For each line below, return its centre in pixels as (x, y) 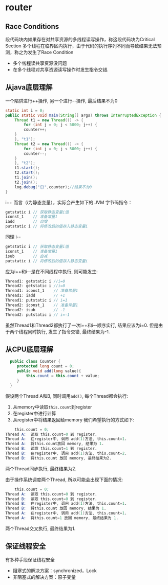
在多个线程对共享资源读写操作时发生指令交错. (60, 69)
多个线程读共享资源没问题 (40, 63)
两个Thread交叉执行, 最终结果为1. (40, 528)
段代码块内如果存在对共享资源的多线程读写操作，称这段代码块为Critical (80, 39)
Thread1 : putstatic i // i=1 (36, 300)
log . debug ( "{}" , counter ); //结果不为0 (53, 187)
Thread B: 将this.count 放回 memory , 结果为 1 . (56, 508)
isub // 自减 (26, 256)
